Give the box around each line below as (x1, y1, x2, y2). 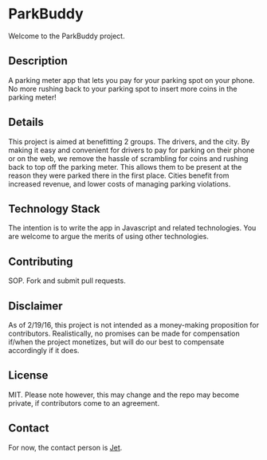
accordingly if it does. (8, 346, 80, 355)
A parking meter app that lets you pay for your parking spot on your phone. (8, 75, 255, 85)
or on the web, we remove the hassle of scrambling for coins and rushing (8, 153, 249, 163)
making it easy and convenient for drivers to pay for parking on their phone (8, 145, 255, 155)
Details (8, 116, 44, 129)
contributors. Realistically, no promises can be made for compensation (8, 328, 241, 338)
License (8, 368, 49, 383)
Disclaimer (8, 299, 63, 313)
